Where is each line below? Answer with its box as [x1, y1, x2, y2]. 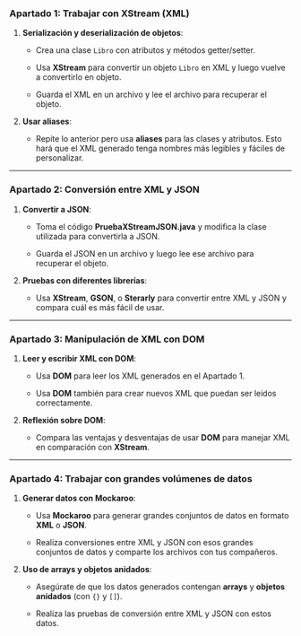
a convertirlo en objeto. [35, 72, 123, 83]
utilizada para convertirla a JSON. [35, 231, 160, 241]
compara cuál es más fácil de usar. [35, 301, 165, 312]
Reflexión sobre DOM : [21, 414, 106, 425]
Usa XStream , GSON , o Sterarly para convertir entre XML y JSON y [35, 292, 287, 303]
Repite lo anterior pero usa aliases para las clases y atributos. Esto [35, 134, 282, 144]
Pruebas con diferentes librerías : [21, 274, 148, 285]
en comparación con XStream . [35, 441, 150, 452]
